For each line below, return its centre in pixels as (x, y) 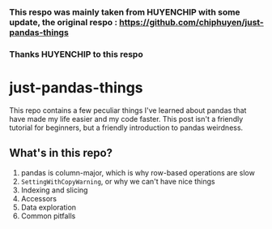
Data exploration (48, 207)
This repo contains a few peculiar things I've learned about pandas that (128, 110)
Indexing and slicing (54, 190)
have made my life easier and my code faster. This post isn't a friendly (126, 119)
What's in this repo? (61, 153)
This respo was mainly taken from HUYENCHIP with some (125, 12)
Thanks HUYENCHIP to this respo (76, 54)
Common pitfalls (48, 216)
